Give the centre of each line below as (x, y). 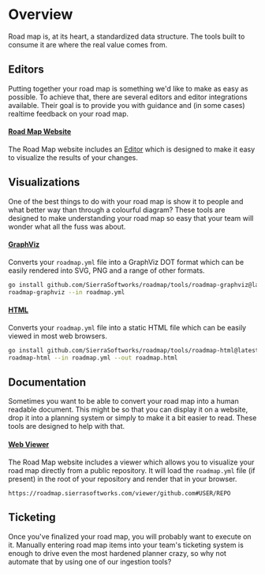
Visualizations (44, 183)
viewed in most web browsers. (58, 336)
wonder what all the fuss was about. (67, 226)
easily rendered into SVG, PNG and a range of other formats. (106, 270)
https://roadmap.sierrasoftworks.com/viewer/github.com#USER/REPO (119, 493)
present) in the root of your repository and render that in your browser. (123, 479)
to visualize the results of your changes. (73, 157)
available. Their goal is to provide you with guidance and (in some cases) (127, 105)
